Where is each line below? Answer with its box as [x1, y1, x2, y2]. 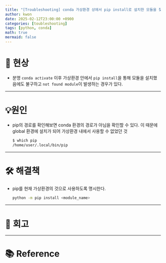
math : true [5, 30, 28, 35]
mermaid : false [5, 35, 37, 40]
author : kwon [5, 12, 32, 17]
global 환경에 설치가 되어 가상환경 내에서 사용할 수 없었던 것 [12, 128, 127, 134]
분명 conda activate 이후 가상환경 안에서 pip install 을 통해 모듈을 [12, 75, 144, 80]
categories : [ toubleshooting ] [5, 21, 68, 26]
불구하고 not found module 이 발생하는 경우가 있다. [25, 81, 124, 87]
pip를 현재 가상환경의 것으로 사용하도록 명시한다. [12, 186, 106, 191]
